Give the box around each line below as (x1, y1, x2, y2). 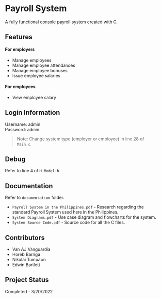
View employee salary (12, 94, 57, 100)
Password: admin (5, 126, 40, 132)
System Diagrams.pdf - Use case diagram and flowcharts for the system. (12, 214, 157, 220)
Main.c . (16, 141, 32, 147)
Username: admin (5, 121, 41, 127)
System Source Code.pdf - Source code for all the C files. (12, 220, 125, 225)
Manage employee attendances (12, 62, 76, 68)
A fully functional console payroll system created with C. (5, 19, 118, 25)
